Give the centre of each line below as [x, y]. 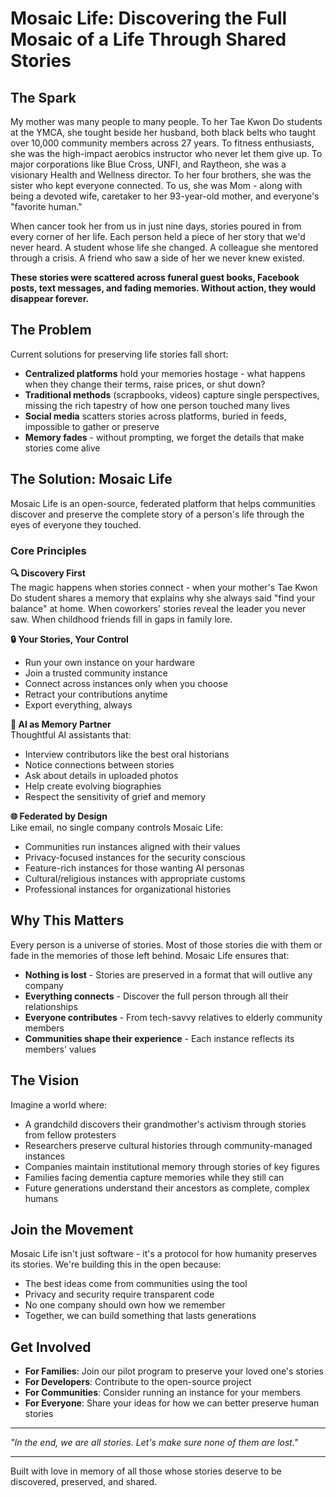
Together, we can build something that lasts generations [140, 1316]
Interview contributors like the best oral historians [127, 754]
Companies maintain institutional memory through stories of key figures [172, 1166]
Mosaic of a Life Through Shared [148, 39]
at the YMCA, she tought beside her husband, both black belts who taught [163, 132]
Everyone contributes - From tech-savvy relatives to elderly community [173, 1017]
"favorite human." [46, 206]
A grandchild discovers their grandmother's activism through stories [165, 1124]
